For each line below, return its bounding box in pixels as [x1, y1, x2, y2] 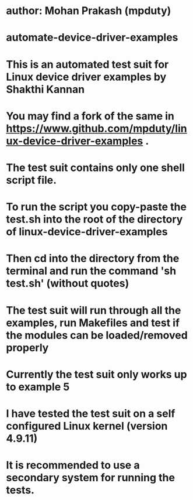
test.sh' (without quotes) [6, 277, 129, 290]
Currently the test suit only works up [6, 368, 188, 381]
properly [6, 341, 49, 354]
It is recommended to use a [6, 458, 140, 472]
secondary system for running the [6, 471, 175, 484]
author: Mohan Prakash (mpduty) [6, 4, 171, 18]
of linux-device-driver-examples [6, 225, 168, 238]
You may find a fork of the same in [6, 109, 175, 122]
